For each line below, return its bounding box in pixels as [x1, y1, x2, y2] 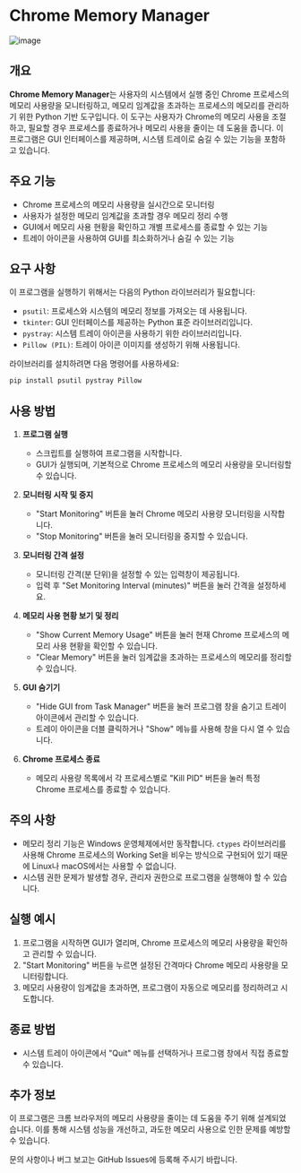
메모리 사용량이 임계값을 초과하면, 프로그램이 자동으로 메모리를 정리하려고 [21, 982, 279, 993]
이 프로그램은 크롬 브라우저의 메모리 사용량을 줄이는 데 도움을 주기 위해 [9, 1113, 255, 1124]
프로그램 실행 [21, 429, 69, 440]
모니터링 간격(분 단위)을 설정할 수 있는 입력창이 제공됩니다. [35, 569, 240, 580]
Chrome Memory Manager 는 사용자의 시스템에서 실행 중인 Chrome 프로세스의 [9, 89, 289, 99]
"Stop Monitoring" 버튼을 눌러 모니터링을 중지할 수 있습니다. [35, 530, 248, 542]
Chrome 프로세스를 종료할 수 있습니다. [35, 784, 171, 795]
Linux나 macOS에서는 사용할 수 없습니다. [31, 860, 177, 871]
